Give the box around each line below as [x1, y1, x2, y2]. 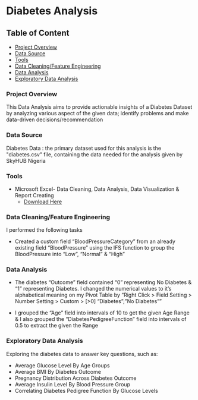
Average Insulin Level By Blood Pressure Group [14, 380, 131, 388]
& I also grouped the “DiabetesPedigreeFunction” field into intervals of [14, 316, 187, 323]
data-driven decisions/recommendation [6, 116, 103, 123]
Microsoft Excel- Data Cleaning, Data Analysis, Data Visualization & [14, 185, 180, 193]
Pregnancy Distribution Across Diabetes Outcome [14, 374, 137, 382]
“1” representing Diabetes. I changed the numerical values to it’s [14, 285, 172, 292]
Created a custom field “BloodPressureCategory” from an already [14, 238, 175, 245]
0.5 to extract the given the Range [14, 322, 98, 329]
